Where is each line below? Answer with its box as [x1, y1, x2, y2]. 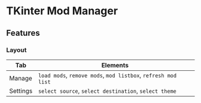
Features [6, 28, 40, 38]
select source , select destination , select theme [38, 86, 176, 95]
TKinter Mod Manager [6, 4, 118, 18]
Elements [101, 61, 129, 69]
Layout [6, 46, 27, 54]
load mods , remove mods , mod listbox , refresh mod [38, 71, 177, 79]
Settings [9, 86, 33, 95]
